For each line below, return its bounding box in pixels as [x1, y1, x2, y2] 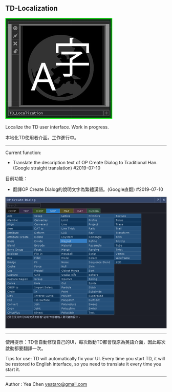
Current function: [5, 149, 42, 156]
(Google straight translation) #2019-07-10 [12, 165, 101, 171]
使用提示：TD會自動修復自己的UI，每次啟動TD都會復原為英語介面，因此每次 [5, 339, 166, 345]
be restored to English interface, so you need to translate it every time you [5, 361, 162, 367]
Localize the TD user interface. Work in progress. [5, 124, 109, 130]
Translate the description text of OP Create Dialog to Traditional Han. [12, 159, 158, 165]
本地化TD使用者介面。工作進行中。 [5, 134, 79, 140]
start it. [5, 366, 20, 373]
